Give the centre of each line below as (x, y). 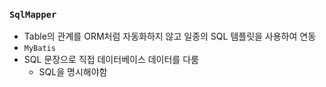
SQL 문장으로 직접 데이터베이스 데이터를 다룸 (111, 60)
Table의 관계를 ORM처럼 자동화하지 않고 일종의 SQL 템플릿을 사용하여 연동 (170, 36)
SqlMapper (33, 14)
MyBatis (39, 49)
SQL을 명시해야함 (73, 72)
